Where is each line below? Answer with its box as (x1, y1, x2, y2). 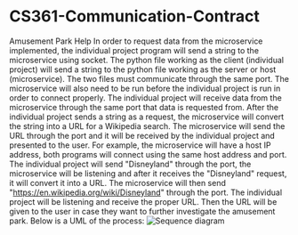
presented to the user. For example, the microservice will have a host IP (9, 140, 271, 150)
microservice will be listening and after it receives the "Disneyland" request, (9, 167, 287, 179)
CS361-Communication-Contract (9, 6, 261, 27)
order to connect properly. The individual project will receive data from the (9, 92, 282, 103)
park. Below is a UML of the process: (9, 215, 145, 226)
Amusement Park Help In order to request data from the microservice (9, 36, 263, 46)
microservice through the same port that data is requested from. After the (9, 101, 278, 112)
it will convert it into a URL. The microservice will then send (9, 177, 227, 188)
